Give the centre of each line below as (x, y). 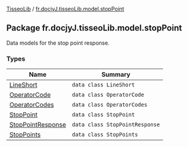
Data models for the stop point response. (58, 43)
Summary (116, 75)
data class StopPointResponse (116, 125)
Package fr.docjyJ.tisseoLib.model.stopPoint (94, 28)
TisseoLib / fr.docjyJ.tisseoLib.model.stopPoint (65, 9)
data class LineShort (103, 85)
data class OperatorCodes (110, 105)
